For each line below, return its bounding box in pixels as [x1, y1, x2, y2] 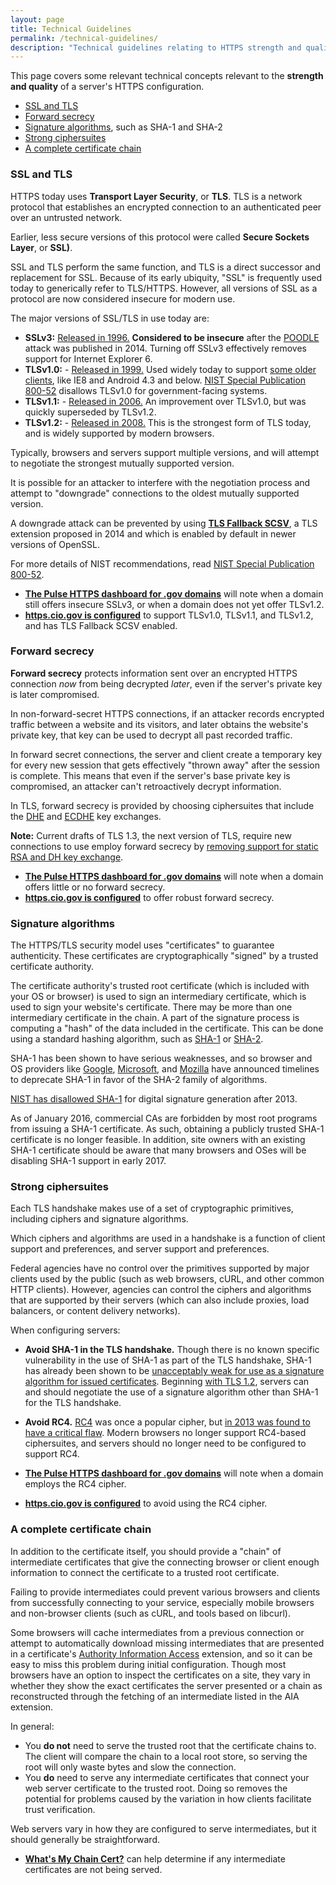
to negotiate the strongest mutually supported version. [10, 457, 235, 469]
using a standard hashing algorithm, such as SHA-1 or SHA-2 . [10, 1033, 264, 1045]
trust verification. [24, 1803, 96, 1815]
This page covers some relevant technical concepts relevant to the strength [10, 70, 324, 82]
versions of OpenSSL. [10, 538, 100, 550]
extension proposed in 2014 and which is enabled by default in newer [10, 527, 297, 540]
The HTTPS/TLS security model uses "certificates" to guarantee [10, 939, 275, 951]
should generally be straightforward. [10, 1833, 160, 1845]
